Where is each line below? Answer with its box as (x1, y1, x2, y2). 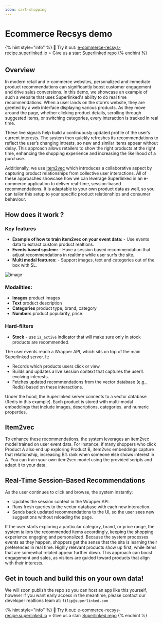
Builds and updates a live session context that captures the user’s (12, 368, 144, 374)
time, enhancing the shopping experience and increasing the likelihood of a (5, 150, 156, 156)
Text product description (12, 300, 62, 306)
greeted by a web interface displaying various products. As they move (5, 105, 146, 110)
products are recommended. (12, 339, 70, 345)
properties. (5, 409, 27, 415)
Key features (5, 225, 36, 232)
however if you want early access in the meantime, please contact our (5, 592, 146, 599)
